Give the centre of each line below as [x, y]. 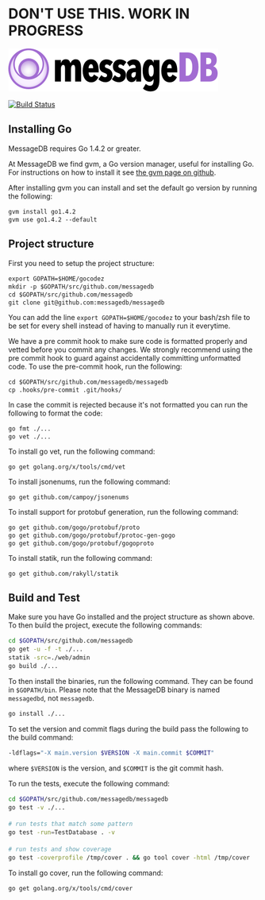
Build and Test [44, 598]
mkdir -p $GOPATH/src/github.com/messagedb [81, 287]
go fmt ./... [30, 429]
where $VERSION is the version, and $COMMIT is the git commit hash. [116, 768]
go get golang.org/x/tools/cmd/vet [67, 467]
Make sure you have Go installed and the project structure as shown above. [132, 617]
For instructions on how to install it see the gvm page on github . [112, 172]
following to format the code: [56, 413]
